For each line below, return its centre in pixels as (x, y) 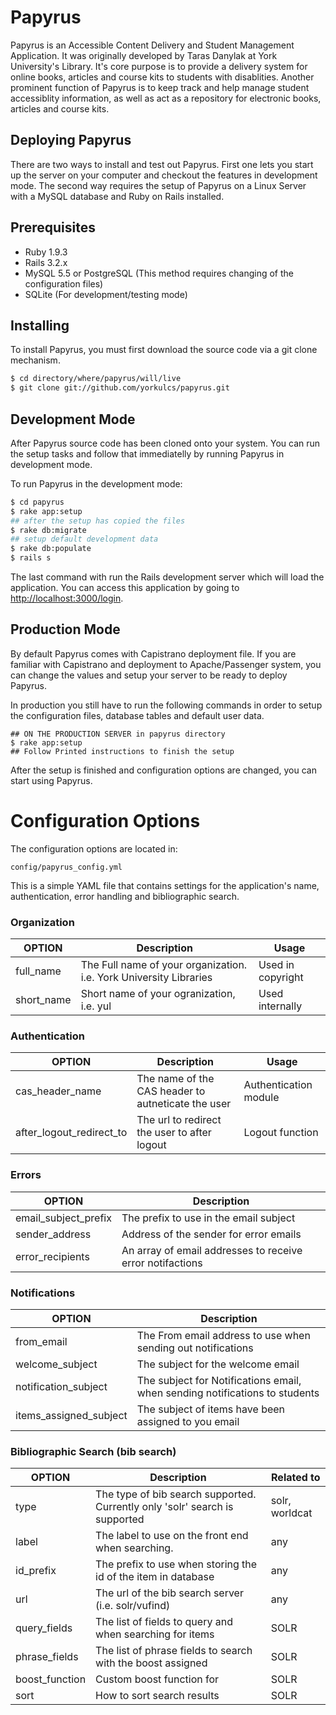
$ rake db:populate (51, 549)
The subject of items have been (211, 1409)
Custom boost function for (157, 1679)
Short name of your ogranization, (158, 994)
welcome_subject (56, 1364)
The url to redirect (179, 1120)
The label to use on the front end (172, 1536)
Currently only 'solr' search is (164, 1507)
